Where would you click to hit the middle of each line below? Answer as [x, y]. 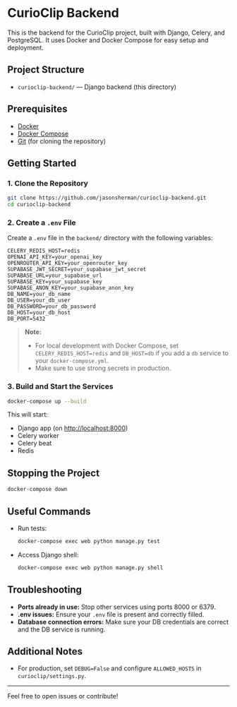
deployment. [25, 47]
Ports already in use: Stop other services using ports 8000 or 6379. [117, 607]
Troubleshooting [45, 590]
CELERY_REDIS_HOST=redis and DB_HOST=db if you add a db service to [132, 353]
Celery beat [35, 444]
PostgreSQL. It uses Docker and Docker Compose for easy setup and [108, 40]
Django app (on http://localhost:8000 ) [73, 428]
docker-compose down [38, 489]
